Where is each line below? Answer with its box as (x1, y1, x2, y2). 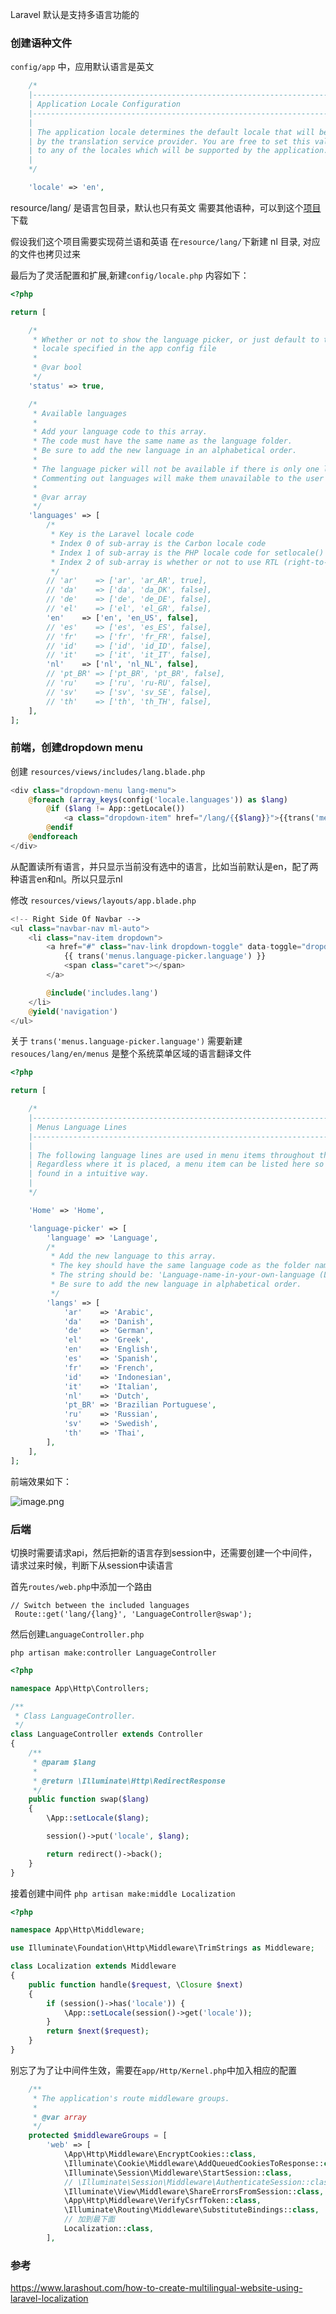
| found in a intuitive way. (28, 1169, 150, 1179)
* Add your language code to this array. (32, 427, 208, 437)
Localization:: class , (63, 2224, 155, 2234)
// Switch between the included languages (10, 1600, 190, 1610)
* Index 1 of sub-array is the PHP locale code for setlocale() (50, 548, 325, 558)
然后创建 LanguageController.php (10, 1628, 145, 1640)
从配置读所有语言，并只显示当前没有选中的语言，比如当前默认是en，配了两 (10, 860, 319, 872)
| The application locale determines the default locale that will (28, 127, 315, 137)
